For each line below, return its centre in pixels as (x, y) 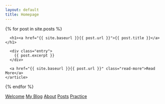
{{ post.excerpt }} (34, 55)
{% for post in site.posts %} (34, 28)
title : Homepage (22, 14)
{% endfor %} (19, 86)
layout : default (22, 10)
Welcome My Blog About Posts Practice (46, 96)
